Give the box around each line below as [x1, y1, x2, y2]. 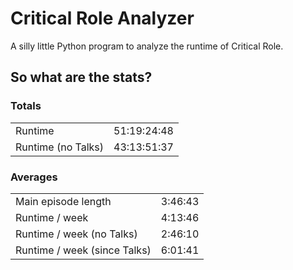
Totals [10, 99, 42, 113]
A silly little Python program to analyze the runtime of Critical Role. [10, 40, 284, 52]
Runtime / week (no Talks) [15, 227, 138, 241]
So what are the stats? [10, 69, 153, 86]
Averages [10, 170, 58, 184]
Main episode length [15, 194, 112, 208]
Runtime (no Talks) [15, 140, 105, 154]
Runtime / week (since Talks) [15, 243, 152, 257]
